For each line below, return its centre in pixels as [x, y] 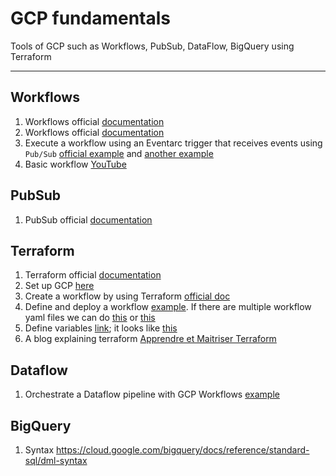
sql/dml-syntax [56, 460]
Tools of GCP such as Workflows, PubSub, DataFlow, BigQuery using [152, 46]
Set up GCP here [59, 286]
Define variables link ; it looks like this [101, 328]
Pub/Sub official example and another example [119, 153]
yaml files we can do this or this [90, 318]
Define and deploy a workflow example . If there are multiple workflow [168, 307]
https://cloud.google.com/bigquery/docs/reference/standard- [183, 450]
